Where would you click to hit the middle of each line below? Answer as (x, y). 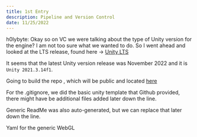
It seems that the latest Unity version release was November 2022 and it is (97, 63)
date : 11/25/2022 (28, 22)
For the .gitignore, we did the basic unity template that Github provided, (93, 93)
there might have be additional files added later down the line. (81, 99)
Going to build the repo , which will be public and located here (82, 81)
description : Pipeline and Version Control (61, 17)
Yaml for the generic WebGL (41, 128)
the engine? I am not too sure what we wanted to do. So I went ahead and (96, 45)
